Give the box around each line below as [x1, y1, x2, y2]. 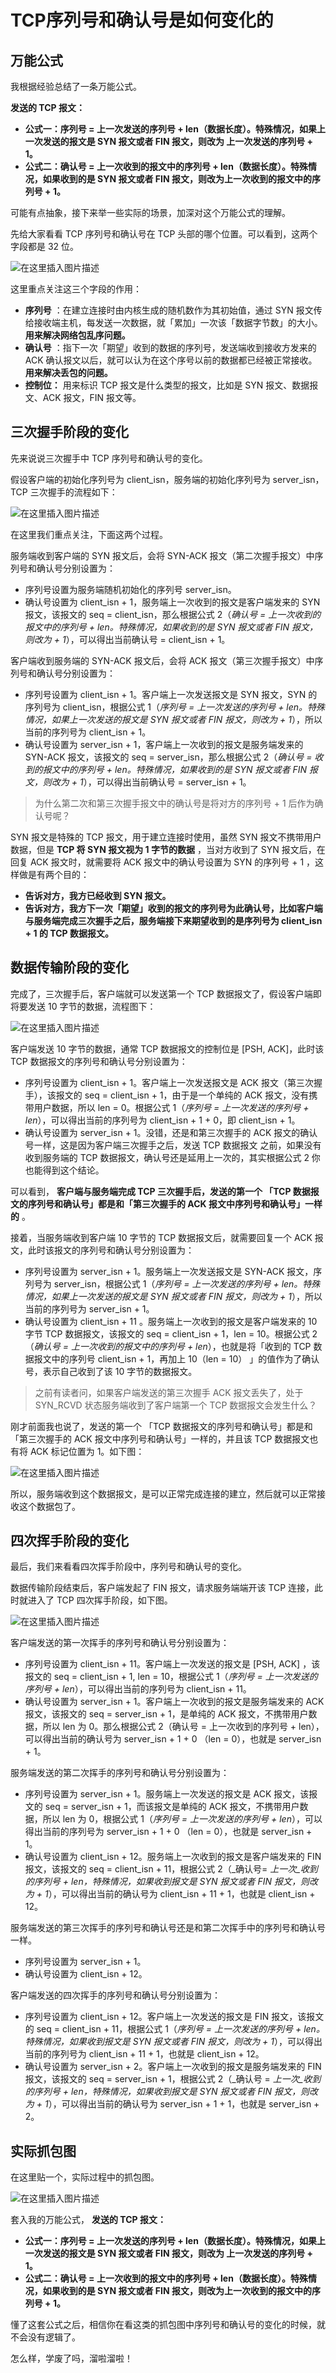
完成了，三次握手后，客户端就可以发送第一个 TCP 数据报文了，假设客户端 [10, 987, 313, 1000]
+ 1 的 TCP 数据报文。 [24, 927, 114, 939]
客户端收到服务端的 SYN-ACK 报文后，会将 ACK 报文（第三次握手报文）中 [10, 654, 315, 666]
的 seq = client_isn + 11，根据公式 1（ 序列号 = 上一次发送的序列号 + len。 [24, 2023, 325, 2035]
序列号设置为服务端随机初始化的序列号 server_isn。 [24, 583, 237, 595]
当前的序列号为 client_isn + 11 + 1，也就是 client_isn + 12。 [24, 2048, 265, 2060]
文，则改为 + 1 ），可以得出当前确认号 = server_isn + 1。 [24, 776, 252, 788]
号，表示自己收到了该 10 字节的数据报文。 [24, 1365, 198, 1377]
